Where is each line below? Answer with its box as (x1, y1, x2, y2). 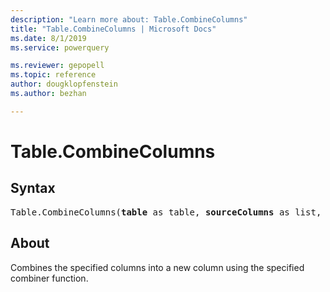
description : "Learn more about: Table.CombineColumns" (10, 14, 248, 25)
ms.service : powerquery (10, 42, 110, 53)
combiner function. (10, 272, 89, 284)
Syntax (10, 180, 56, 197)
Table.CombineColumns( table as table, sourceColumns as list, (10, 206, 322, 218)
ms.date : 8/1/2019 (10, 33, 87, 43)
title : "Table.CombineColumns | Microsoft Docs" (10, 24, 217, 34)
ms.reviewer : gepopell (10, 61, 105, 71)
